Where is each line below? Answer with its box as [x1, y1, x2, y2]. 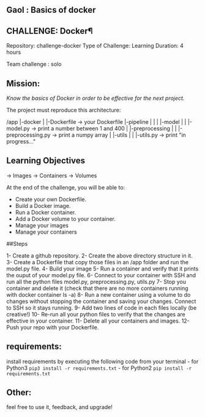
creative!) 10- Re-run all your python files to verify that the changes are [6, 310, 185, 318]
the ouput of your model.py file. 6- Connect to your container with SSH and [6, 271, 196, 278]
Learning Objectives [6, 156, 86, 166]
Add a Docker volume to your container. [15, 215, 116, 223]
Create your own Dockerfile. [15, 196, 87, 203]
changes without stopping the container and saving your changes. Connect [6, 297, 196, 305]
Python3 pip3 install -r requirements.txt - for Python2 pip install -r [6, 364, 192, 372]
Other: [6, 388, 32, 398]
